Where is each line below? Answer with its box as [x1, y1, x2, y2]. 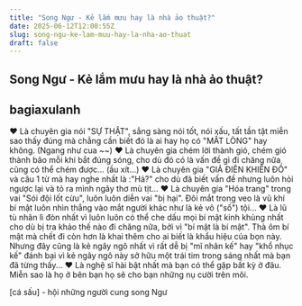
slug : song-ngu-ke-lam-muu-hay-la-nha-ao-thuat [9, 30, 192, 39]
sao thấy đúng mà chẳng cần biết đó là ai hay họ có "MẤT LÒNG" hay [9, 136, 268, 147]
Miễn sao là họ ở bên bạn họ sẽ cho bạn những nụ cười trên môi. [9, 269, 249, 280]
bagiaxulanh [9, 103, 81, 118]
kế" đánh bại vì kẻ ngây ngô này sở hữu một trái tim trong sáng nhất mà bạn [9, 250, 291, 261]
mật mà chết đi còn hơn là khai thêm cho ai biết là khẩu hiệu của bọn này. [9, 231, 282, 242]
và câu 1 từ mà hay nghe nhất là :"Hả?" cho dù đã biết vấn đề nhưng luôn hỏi [9, 174, 294, 184]
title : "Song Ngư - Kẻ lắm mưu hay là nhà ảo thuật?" [9, 13, 216, 22]
